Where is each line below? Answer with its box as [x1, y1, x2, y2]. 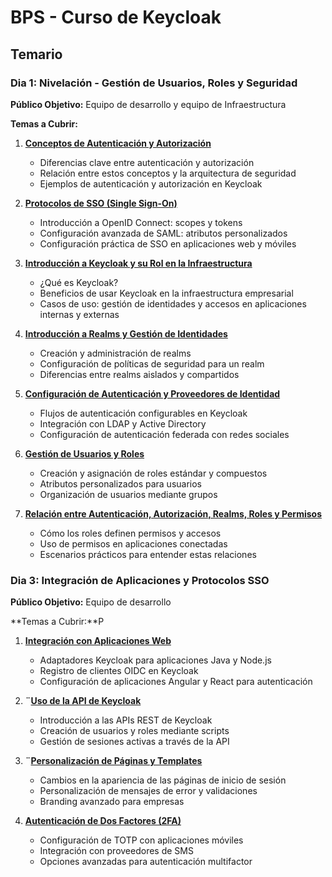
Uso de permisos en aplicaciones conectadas [39, 537, 228, 550]
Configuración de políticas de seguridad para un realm [39, 357, 265, 370]
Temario [10, 46, 63, 63]
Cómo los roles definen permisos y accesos [39, 527, 222, 539]
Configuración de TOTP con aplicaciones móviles [39, 834, 244, 846]
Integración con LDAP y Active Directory [39, 417, 207, 430]
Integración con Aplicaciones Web [24, 635, 172, 647]
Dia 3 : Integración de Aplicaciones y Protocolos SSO [10, 573, 270, 587]
